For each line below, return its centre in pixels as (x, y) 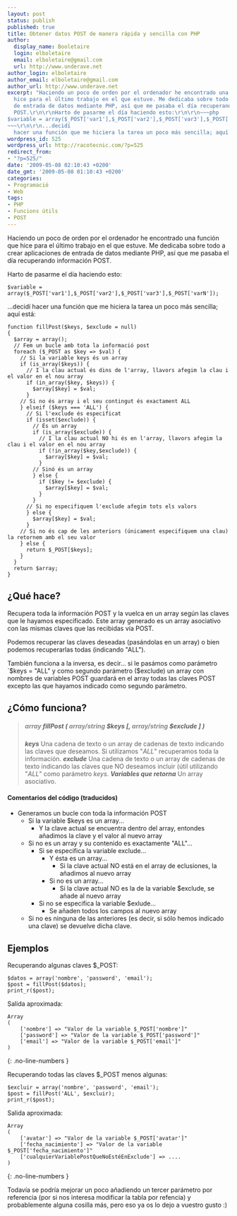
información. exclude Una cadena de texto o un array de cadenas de (125, 758)
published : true (31, 27)
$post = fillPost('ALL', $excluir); (61, 1094)
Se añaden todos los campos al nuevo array (113, 911)
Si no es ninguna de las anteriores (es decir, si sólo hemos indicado (126, 919)
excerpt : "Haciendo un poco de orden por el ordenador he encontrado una (118, 93)
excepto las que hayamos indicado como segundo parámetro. (97, 685)
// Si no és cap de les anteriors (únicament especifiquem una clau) (124, 531)
